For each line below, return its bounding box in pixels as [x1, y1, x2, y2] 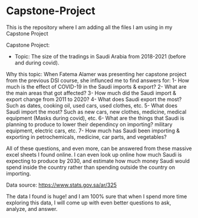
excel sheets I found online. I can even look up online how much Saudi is [6, 151, 182, 158]
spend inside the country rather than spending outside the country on [6, 164, 176, 171]
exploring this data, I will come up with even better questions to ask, [6, 199, 171, 206]
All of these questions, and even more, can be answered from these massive [6, 145, 192, 152]
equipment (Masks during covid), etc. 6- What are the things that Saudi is [6, 114, 184, 122]
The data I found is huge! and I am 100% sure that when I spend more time [6, 193, 187, 200]
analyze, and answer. [6, 205, 58, 212]
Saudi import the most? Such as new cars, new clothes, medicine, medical [6, 108, 187, 115]
